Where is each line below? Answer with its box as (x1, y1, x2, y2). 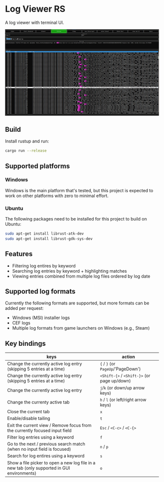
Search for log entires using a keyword (7, 453, 84, 459)
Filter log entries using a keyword (7, 434, 74, 440)
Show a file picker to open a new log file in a (7, 460, 96, 465)
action (122, 354, 135, 360)
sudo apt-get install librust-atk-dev (5, 231, 84, 236)
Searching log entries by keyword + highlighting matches (12, 268, 127, 274)
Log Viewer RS (5, 3, 65, 15)
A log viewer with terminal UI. (5, 20, 64, 25)
